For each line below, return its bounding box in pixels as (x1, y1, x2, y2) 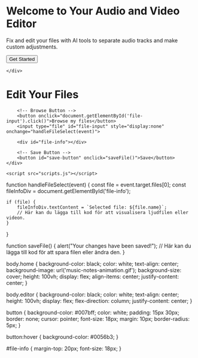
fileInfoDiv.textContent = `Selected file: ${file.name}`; (17, 204, 167, 210)
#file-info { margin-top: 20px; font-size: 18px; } (6, 345, 121, 352)
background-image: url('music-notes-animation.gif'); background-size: (6, 266, 182, 273)
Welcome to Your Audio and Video (6, 4, 180, 18)
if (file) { (6, 199, 36, 205)
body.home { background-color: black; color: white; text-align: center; (6, 260, 179, 267)
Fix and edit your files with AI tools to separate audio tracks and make (6, 37, 178, 44)
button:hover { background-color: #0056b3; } (6, 333, 118, 340)
